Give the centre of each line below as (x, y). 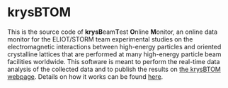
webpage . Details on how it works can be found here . (85, 76)
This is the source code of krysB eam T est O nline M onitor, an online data (113, 32)
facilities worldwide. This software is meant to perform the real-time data (114, 61)
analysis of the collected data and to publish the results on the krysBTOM (114, 69)
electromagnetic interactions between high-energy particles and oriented (114, 46)
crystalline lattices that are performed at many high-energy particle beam (114, 54)
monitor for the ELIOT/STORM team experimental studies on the (100, 39)
